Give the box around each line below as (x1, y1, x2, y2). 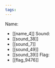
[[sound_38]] (12, 36, 39, 42)
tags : (5, 7, 16, 12)
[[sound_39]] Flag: (12, 52, 50, 58)
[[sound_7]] (12, 41, 36, 47)
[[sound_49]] (12, 46, 39, 52)
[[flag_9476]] (12, 57, 39, 63)
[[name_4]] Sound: (12, 30, 50, 36)
